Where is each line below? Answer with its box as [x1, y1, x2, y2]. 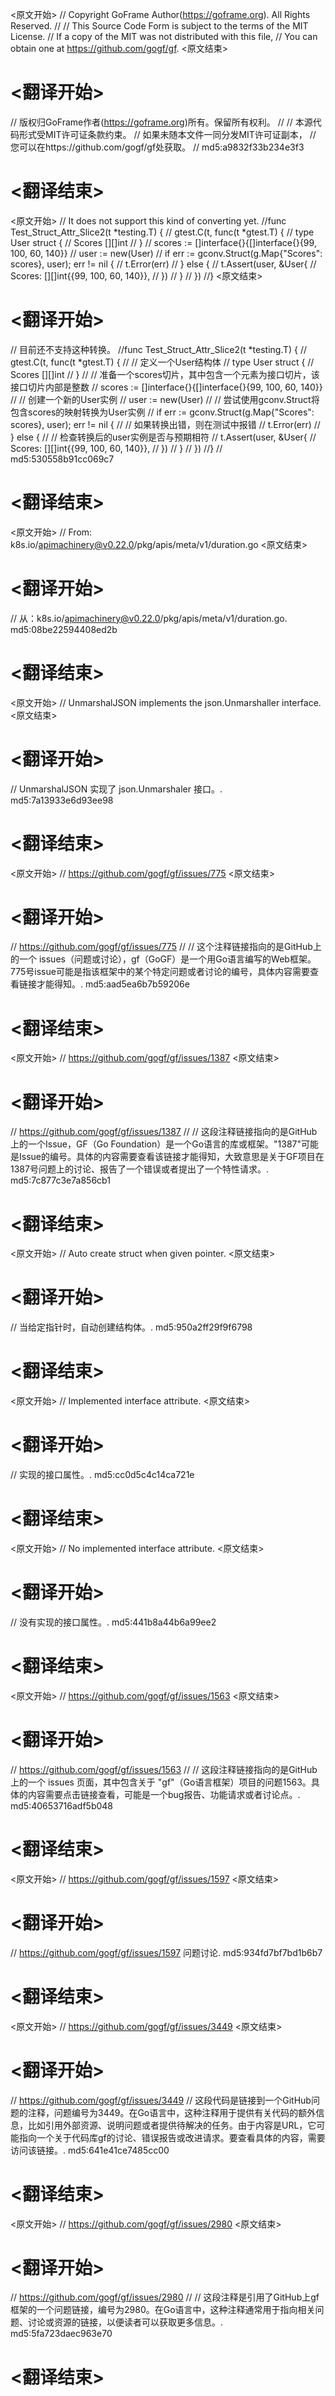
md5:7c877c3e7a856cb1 [10, 1174, 111, 1187]
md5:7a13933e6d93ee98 [10, 794, 114, 806]
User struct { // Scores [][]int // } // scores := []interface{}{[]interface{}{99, [10, 236, 317, 248]
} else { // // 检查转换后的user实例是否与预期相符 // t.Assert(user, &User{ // [10, 431, 317, 443]
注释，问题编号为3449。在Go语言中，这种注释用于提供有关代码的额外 [27, 2106, 317, 2118]
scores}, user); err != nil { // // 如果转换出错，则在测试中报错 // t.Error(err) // [10, 418, 321, 430]
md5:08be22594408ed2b [10, 623, 118, 635]
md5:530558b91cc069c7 [10, 453, 115, 465]
